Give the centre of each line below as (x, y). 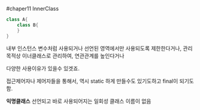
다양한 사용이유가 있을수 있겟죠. (43, 68)
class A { (17, 20)
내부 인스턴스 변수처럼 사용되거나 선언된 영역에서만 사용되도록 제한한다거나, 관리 (99, 48)
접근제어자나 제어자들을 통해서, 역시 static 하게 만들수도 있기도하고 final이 (92, 81)
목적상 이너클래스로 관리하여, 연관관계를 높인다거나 (65, 55)
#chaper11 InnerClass (33, 9)
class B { (28, 25)
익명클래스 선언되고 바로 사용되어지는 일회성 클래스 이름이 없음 (79, 101)
